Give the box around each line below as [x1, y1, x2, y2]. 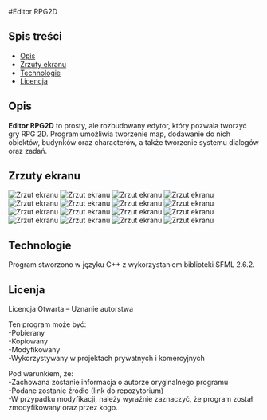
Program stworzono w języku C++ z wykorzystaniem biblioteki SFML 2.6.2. [8, 260, 255, 269]
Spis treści [8, 29, 62, 43]
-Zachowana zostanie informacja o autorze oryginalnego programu [8, 378, 229, 387]
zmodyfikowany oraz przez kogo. [8, 402, 118, 413]
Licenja [8, 283, 45, 296]
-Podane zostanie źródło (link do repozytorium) [8, 386, 164, 395]
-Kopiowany [8, 336, 49, 346]
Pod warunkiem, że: [8, 369, 74, 379]
